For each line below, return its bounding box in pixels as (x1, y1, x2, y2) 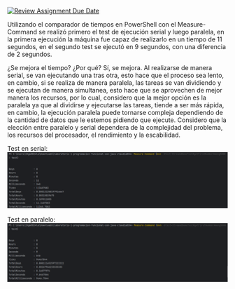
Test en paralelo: (7, 215, 56, 224)
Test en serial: (7, 144, 48, 152)
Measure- (177, 20, 206, 28)
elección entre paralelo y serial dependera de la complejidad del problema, (7, 123, 223, 131)
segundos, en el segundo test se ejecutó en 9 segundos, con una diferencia (7, 43, 226, 51)
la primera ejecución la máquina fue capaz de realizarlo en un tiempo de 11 (7, 35, 222, 43)
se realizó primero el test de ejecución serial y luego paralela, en (38, 28, 225, 36)
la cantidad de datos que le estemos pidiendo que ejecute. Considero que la (7, 116, 227, 124)
